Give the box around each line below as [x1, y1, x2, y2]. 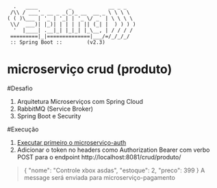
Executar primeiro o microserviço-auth [16, 138, 127, 146]
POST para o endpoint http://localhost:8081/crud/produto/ [16, 152, 181, 161]
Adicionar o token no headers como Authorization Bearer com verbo [16, 146, 210, 154]
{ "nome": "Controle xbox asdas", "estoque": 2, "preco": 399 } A [23, 166, 205, 174]
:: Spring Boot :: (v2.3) [10, 39, 106, 46]
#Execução [7, 125, 39, 133]
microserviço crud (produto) [7, 62, 173, 77]
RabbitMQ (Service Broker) [16, 105, 94, 113]
